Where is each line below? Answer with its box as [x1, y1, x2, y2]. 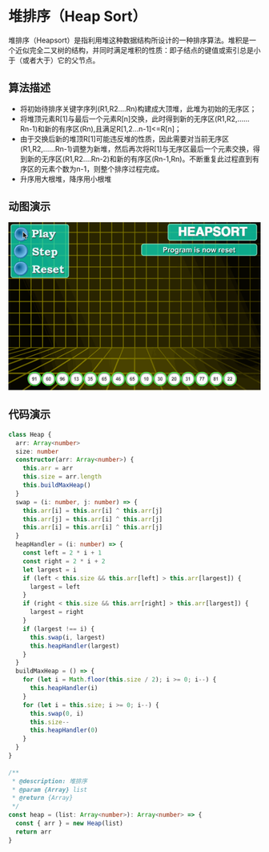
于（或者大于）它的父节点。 [8, 55, 100, 65]
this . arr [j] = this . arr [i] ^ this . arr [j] [22, 515, 163, 523]
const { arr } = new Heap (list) [15, 819, 124, 827]
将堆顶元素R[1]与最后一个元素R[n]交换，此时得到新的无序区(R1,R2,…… [19, 114, 250, 123]
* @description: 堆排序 [11, 777, 88, 785]
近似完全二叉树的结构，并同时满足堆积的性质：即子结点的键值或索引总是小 [14, 45, 261, 55]
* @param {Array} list [11, 785, 88, 793]
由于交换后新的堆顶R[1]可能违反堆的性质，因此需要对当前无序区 [19, 134, 230, 143]
